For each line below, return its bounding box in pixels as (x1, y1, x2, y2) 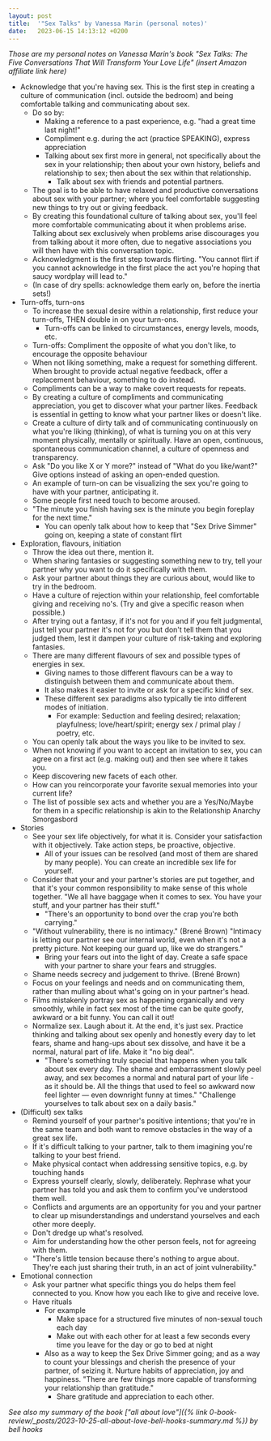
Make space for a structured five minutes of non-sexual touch (56, 1314, 263, 1324)
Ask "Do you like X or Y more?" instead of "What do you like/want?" (32, 461, 258, 471)
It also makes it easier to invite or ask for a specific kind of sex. (44, 685, 255, 695)
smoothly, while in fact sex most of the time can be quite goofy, (32, 1004, 244, 1014)
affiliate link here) (8, 66, 67, 76)
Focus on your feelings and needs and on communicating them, (32, 978, 245, 988)
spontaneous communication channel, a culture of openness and (32, 444, 249, 454)
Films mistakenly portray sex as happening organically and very (32, 995, 245, 1006)
